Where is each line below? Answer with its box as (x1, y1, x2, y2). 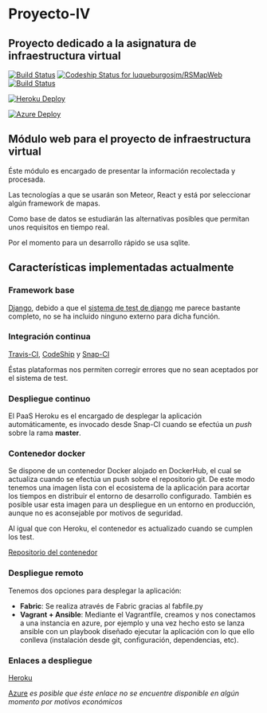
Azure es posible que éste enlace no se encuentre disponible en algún (8, 688, 239, 698)
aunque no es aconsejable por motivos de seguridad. (8, 508, 183, 518)
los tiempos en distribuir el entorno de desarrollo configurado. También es (8, 492, 253, 501)
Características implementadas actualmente (8, 261, 234, 275)
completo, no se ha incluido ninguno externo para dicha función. (8, 311, 221, 321)
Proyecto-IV (8, 5, 91, 23)
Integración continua (8, 331, 91, 343)
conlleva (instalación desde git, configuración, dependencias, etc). (19, 635, 239, 644)
